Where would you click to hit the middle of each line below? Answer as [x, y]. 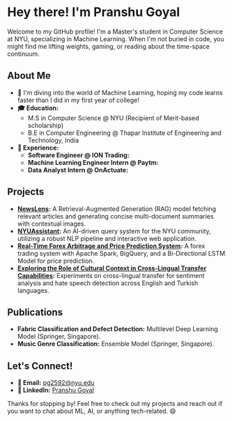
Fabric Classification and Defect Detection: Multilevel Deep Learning [117, 329]
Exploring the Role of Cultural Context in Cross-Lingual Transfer [112, 268]
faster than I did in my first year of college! [78, 100]
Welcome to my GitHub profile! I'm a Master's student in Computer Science [115, 31]
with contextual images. [52, 224]
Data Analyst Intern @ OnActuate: [78, 170]
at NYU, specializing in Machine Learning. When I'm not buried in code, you [116, 38]
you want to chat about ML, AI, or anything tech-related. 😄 [92, 411]
